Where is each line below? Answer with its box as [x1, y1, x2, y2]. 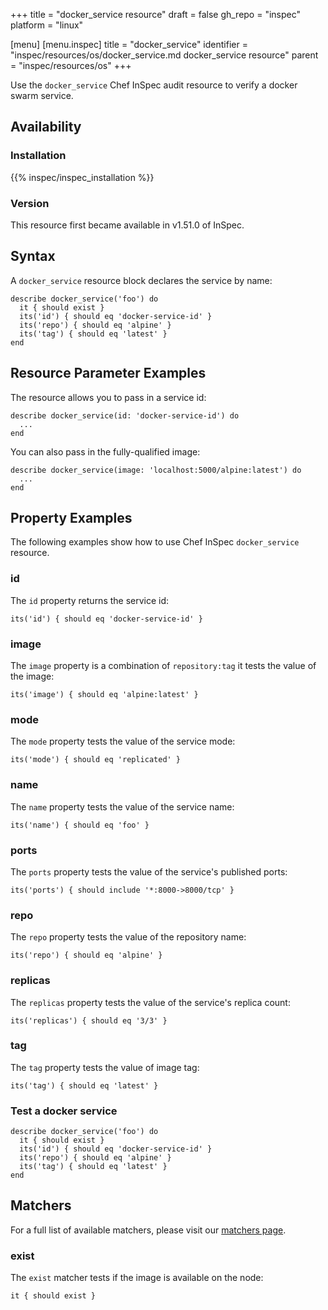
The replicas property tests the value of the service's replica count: [10, 996, 291, 1008]
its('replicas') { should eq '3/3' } [10, 1015, 168, 1026]
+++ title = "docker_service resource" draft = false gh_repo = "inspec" [10, 9, 302, 20]
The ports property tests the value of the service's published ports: [10, 865, 288, 878]
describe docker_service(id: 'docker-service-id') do [10, 410, 240, 421]
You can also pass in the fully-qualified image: [10, 445, 201, 458]
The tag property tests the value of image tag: [10, 1061, 200, 1073]
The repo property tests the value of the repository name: [10, 931, 247, 943]
